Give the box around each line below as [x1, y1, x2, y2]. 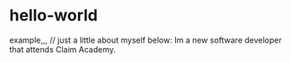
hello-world [9, 5, 99, 26]
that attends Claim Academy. [9, 43, 117, 54]
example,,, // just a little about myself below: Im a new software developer [9, 35, 282, 45]
